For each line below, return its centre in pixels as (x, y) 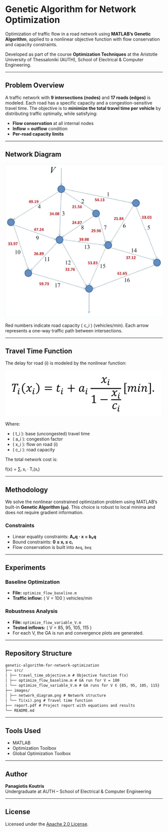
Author (16, 774)
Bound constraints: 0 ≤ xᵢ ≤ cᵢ (42, 542)
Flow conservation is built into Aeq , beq (52, 547)
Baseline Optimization (32, 582)
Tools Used (23, 731)
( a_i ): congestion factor (38, 439)
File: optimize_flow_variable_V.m (47, 622)
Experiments (25, 568)
